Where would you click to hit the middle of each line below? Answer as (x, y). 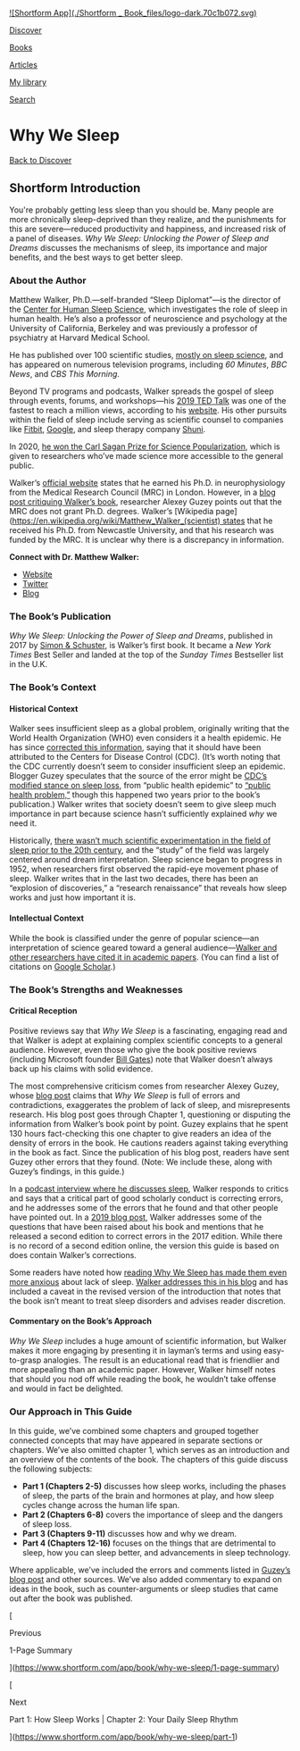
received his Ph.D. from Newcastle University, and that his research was (142, 530)
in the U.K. (28, 664)
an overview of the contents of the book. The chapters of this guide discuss (149, 1460)
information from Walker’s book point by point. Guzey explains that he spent (149, 1123)
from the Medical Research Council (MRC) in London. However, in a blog (143, 492)
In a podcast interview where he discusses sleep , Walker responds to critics (149, 1188)
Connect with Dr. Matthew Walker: (75, 557)
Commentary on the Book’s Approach (81, 1322)
